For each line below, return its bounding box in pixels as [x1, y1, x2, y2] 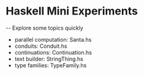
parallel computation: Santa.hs [14, 36, 92, 43]
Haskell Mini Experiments [6, 4, 138, 18]
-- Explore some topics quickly [6, 24, 83, 31]
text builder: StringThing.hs [14, 55, 83, 62]
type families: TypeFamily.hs [14, 62, 87, 69]
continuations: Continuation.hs [14, 48, 93, 56]
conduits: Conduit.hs [14, 42, 67, 50]
